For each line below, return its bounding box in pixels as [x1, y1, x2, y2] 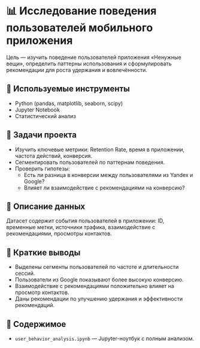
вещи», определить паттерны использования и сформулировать [6, 60, 172, 67]
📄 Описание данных [6, 201, 86, 211]
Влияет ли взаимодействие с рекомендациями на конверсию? [23, 184, 185, 191]
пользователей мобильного [6, 21, 153, 35]
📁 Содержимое [6, 319, 66, 329]
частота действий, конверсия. [14, 152, 93, 159]
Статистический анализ [14, 112, 76, 119]
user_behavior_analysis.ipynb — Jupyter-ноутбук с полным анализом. [14, 335, 195, 342]
